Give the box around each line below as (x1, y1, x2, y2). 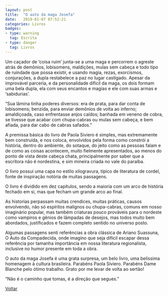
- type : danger (5, 40, 37, 45)
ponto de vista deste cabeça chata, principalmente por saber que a (5, 153, 144, 159)
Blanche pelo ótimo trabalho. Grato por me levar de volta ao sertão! (5, 266, 144, 272)
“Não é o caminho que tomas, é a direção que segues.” (5, 275, 119, 282)
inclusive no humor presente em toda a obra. (5, 245, 98, 252)
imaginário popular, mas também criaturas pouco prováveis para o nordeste (5, 209, 162, 215)
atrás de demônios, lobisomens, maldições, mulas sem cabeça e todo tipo (5, 64, 158, 70)
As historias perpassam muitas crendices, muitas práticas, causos (5, 198, 142, 204)
